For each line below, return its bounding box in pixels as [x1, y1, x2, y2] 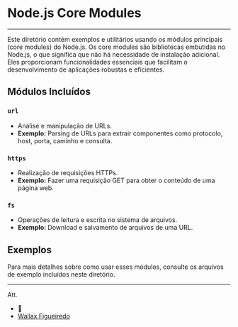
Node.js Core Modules [7, 5, 142, 21]
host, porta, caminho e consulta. [17, 136, 113, 145]
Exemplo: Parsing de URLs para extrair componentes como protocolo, [17, 129, 223, 138]
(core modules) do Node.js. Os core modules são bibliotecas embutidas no [7, 43, 226, 51]
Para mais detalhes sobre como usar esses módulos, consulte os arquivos [7, 262, 225, 271]
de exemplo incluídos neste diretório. [7, 270, 115, 279]
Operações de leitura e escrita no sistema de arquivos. [17, 216, 178, 224]
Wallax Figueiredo [17, 312, 71, 321]
